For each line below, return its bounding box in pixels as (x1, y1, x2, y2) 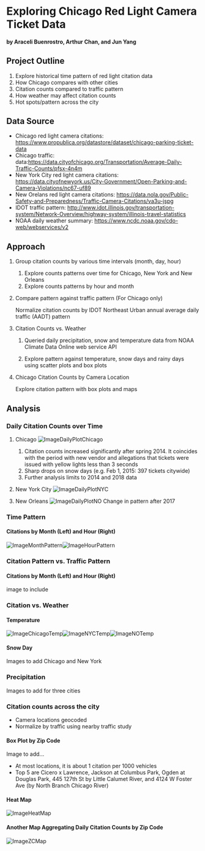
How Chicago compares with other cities (15, 79, 118, 86)
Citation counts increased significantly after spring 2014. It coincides (24, 447, 198, 455)
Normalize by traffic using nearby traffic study (15, 723, 132, 730)
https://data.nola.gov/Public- (116, 191, 188, 198)
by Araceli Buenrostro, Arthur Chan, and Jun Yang (6, 38, 136, 45)
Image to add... (6, 750, 45, 758)
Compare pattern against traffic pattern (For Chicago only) (15, 295, 163, 302)
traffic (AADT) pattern (15, 313, 70, 321)
